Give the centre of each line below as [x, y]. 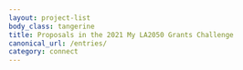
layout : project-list [50, 18]
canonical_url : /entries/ [58, 43]
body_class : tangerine [52, 26]
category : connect [43, 52]
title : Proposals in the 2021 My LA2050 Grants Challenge [121, 35]
